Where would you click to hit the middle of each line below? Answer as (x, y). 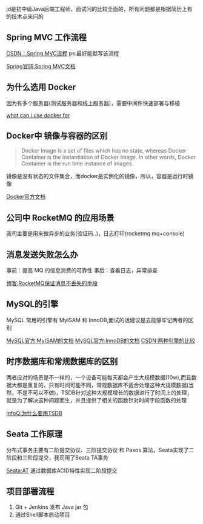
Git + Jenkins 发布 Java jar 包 (52, 507)
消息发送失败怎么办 (42, 254)
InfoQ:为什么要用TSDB (34, 413)
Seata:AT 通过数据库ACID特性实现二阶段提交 (62, 471)
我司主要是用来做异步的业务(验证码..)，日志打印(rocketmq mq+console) (95, 233)
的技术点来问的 (25, 16)
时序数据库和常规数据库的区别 (62, 361)
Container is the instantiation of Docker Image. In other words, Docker (108, 157)
